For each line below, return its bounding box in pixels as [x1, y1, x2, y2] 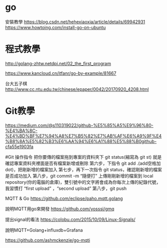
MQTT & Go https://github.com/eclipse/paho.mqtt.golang [5, 195, 123, 201]
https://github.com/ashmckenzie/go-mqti [5, 237, 90, 243]
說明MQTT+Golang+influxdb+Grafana [5, 227, 83, 233]
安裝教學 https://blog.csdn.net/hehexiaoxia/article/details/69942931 [5, 19, 145, 25]
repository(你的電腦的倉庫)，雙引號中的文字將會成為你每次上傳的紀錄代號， [5, 179, 161, 185]
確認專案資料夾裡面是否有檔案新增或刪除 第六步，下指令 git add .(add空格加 [5, 160, 161, 166]
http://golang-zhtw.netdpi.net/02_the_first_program [5, 60, 111, 66]
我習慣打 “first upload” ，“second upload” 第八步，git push [5, 185, 127, 191]
